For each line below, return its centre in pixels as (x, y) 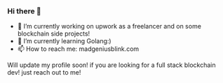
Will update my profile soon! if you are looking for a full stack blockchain (111, 65)
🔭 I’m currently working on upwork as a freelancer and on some (109, 27)
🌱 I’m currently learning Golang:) (64, 41)
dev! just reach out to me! (44, 73)
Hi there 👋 (25, 11)
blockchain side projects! (54, 33)
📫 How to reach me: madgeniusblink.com (78, 49)
